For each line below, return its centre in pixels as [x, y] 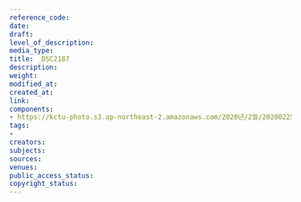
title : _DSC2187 [39, 59]
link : [19, 101]
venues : [24, 167]
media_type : [31, 51]
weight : [24, 76]
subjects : [28, 150]
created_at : [31, 92]
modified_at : [34, 84]
